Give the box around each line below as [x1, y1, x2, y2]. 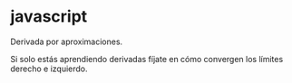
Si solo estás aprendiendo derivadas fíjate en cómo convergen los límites [10, 53, 284, 64]
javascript [10, 6, 88, 27]
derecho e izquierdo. [10, 63, 89, 74]
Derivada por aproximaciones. [10, 36, 123, 47]
